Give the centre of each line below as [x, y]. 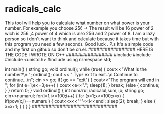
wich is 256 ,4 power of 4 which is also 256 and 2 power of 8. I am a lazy [80, 33]
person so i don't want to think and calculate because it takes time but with [82, 39]
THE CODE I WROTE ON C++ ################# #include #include [78, 54]
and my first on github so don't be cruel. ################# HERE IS [79, 49]
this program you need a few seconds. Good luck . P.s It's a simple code [79, 44]
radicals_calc [33, 9]
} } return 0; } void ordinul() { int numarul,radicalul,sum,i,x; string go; [75, 90]
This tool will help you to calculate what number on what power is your [78, 23]
